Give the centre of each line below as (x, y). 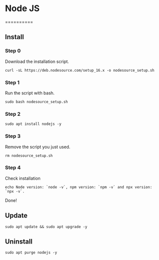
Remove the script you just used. (38, 147)
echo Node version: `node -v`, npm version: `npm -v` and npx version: (79, 187)
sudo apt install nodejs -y (33, 124)
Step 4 (13, 168)
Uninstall (19, 242)
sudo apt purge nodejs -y (31, 253)
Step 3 (13, 136)
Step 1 (12, 82)
